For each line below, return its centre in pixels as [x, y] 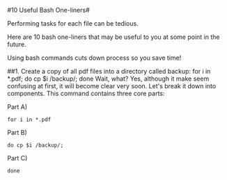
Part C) [17, 158]
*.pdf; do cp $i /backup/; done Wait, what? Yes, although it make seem [108, 79]
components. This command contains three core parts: [86, 93]
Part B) [17, 132]
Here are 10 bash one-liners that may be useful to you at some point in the [113, 37]
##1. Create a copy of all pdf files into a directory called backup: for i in [109, 71]
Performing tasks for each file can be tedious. [73, 23]
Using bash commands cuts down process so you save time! [94, 58]
